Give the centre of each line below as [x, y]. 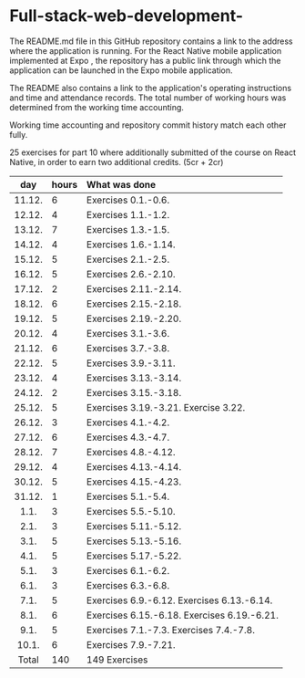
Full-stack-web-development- [127, 16]
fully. [19, 134]
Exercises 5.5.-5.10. [131, 511]
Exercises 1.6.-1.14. [131, 245]
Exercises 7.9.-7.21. [131, 644]
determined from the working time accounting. [97, 107]
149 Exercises [117, 660]
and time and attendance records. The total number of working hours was [148, 98]
